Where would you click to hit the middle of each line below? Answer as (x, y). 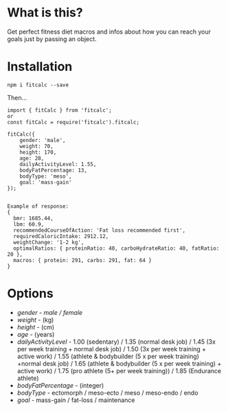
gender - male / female (50, 312)
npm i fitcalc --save (38, 85)
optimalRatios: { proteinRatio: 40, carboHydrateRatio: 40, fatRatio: (116, 248)
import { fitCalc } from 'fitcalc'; (59, 110)
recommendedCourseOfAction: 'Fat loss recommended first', (100, 230)
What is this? (45, 13)
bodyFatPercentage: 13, (54, 170)
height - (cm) (36, 327)
